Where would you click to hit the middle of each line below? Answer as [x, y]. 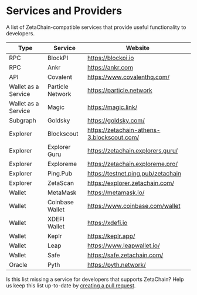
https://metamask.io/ [116, 193]
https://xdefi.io [107, 223]
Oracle [18, 264]
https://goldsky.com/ [116, 120]
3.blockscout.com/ [113, 137]
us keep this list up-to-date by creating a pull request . [71, 285]
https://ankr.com [110, 67]
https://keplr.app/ [111, 236]
